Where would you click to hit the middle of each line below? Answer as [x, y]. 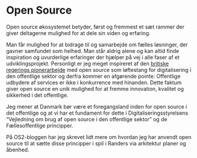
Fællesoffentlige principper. [40, 125]
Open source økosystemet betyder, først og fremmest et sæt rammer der [96, 27]
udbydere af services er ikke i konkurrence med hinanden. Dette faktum [94, 82]
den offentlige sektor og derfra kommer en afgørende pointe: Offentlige [93, 76]
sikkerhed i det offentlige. [37, 95]
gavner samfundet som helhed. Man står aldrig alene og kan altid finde [93, 50]
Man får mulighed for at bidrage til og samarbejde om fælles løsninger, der [97, 45]
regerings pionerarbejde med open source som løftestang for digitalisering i [99, 69]
